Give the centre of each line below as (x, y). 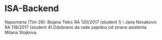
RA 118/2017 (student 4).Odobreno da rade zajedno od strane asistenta (76, 27)
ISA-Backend (32, 9)
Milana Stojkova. (21, 32)
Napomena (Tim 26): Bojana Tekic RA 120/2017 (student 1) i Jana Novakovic (81, 22)
